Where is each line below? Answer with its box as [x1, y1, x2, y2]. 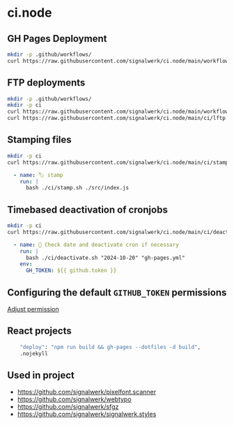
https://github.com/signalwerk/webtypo [17, 395, 132, 403]
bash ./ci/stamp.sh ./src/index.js [25, 185, 130, 192]
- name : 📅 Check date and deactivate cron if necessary [13, 241, 179, 248]
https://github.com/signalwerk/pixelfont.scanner [17, 388, 157, 396]
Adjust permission [7, 305, 59, 313]
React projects [7, 325, 72, 337]
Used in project [7, 369, 75, 381]
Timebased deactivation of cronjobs [7, 203, 169, 215]
